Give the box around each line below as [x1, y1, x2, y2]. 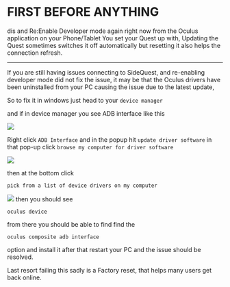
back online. [7, 273, 42, 282]
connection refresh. [7, 49, 63, 57]
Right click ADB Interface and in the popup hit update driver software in [7, 135, 212, 144]
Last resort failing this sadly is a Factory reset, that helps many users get [7, 266, 212, 274]
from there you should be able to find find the [7, 220, 136, 228]
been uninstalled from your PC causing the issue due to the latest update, [7, 83, 214, 91]
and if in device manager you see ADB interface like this [7, 109, 166, 117]
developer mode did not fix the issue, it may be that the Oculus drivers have [7, 75, 221, 84]
